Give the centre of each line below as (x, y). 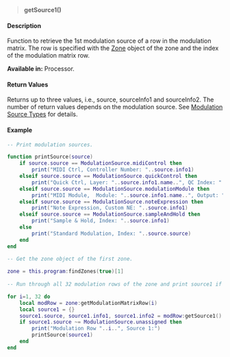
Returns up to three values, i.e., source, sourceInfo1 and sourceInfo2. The (111, 100)
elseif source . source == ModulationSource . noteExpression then (112, 202)
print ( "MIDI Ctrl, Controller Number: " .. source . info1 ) (113, 170)
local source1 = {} (47, 309)
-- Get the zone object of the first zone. (70, 259)
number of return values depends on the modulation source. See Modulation (115, 107)
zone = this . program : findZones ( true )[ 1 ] (66, 272)
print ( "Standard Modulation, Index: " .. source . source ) (112, 233)
